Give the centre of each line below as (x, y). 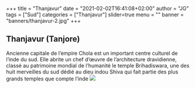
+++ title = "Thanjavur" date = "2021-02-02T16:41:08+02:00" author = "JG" (97, 8)
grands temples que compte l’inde (47, 79)
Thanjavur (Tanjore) (43, 39)
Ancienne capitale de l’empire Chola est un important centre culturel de (92, 53)
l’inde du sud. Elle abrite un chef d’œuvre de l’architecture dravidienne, (91, 59)
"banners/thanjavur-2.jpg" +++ (43, 21)
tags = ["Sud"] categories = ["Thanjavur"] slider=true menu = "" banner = (95, 15)
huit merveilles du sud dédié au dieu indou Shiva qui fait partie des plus (92, 72)
